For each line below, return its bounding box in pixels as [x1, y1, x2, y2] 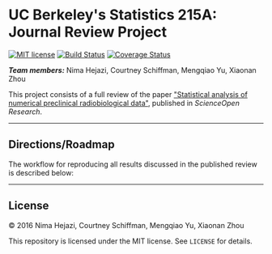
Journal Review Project [8, 23, 168, 41]
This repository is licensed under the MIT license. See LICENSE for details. [8, 236, 253, 246]
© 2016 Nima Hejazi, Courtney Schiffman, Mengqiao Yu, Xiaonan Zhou [8, 220, 244, 230]
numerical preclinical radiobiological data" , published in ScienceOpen [8, 98, 240, 108]
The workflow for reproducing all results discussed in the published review [8, 159, 257, 169]
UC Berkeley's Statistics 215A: [8, 6, 217, 24]
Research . [8, 107, 43, 116]
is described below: [8, 167, 74, 177]
